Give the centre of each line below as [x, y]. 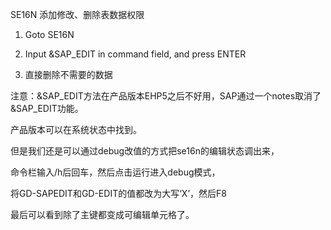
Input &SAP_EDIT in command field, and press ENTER [135, 54]
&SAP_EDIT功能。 [47, 108]
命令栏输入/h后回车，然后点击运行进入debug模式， [115, 172]
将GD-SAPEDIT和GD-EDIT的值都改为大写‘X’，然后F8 [118, 193]
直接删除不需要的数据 [68, 74]
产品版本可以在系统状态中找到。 [76, 129]
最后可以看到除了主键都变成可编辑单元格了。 [102, 214]
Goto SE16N [49, 34]
